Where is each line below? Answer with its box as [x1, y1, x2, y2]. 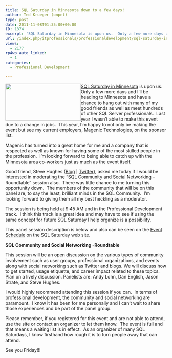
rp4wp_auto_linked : [5, 50, 47, 55]
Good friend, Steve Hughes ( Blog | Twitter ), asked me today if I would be [5, 169, 159, 175]
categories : [5, 60, 31, 65]
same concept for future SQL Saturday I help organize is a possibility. [5, 216, 152, 223]
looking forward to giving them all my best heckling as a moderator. [5, 196, 147, 202]
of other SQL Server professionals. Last [81, 111, 165, 117]
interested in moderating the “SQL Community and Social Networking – [5, 174, 155, 180]
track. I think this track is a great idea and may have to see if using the [5, 211, 155, 217]
